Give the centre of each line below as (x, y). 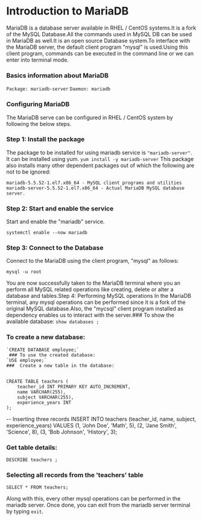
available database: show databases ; (53, 321)
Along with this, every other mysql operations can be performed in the (93, 499)
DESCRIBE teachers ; (32, 460)
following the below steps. (39, 124)
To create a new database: (46, 337)
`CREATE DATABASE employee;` (43, 350)
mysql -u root (24, 272)
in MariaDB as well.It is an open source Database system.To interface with (98, 40)
